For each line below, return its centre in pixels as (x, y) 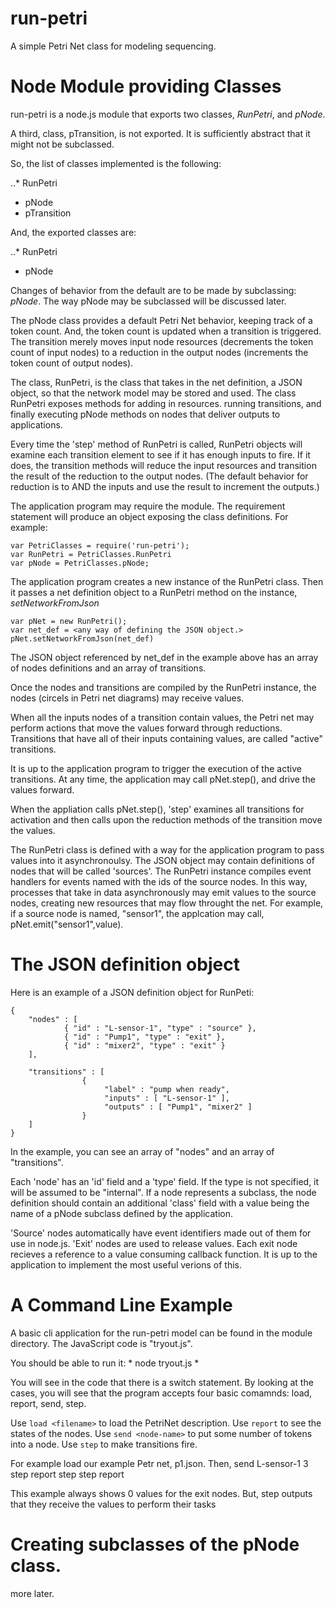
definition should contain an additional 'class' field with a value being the (160, 1203)
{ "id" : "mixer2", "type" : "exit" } (144, 1045)
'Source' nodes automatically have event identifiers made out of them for (161, 1233)
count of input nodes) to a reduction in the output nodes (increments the (159, 352)
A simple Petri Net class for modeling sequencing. (113, 46)
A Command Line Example (121, 1305)
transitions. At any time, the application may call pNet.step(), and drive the (163, 779)
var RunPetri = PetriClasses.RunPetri (91, 554)
